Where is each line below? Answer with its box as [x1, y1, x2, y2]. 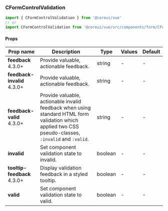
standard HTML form [39, 111, 89, 118]
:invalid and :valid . [39, 136, 89, 143]
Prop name [8, 48, 35, 55]
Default [142, 48, 160, 55]
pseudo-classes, [39, 129, 80, 136]
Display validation [39, 164, 81, 171]
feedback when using [39, 104, 91, 111]
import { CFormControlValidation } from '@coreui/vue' [5, 16, 122, 21]
